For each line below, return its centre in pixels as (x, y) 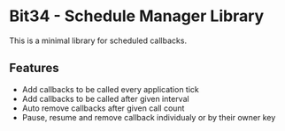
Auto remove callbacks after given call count (103, 108)
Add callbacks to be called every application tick (110, 89)
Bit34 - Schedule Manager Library (137, 16)
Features (34, 68)
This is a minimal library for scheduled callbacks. (98, 40)
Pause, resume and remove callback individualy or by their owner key (149, 117)
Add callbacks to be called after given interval (105, 98)
